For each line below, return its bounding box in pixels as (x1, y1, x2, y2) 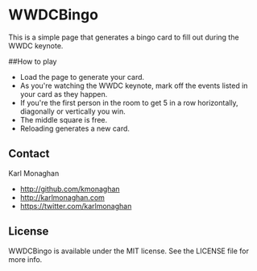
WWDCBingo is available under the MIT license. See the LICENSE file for (8, 246, 250, 256)
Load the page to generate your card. (19, 72, 145, 81)
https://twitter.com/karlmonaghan (19, 201, 132, 211)
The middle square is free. (19, 115, 108, 124)
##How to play (8, 56, 57, 66)
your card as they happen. (19, 89, 108, 98)
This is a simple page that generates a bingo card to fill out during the (8, 32, 239, 42)
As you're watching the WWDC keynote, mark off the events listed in (19, 81, 248, 90)
